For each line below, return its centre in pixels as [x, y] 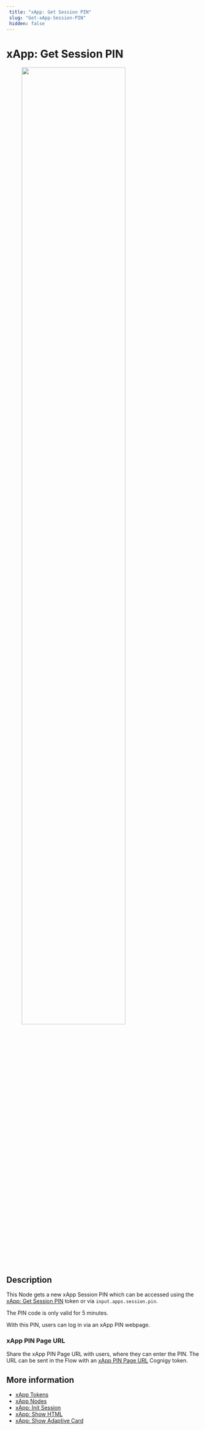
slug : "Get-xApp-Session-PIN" [47, 18]
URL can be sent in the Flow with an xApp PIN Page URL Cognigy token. [97, 1361]
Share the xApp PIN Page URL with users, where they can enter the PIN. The [103, 1354]
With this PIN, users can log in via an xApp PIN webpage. [78, 1325]
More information [40, 1380]
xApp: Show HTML [39, 1414]
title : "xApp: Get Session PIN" [50, 12]
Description [29, 1280]
